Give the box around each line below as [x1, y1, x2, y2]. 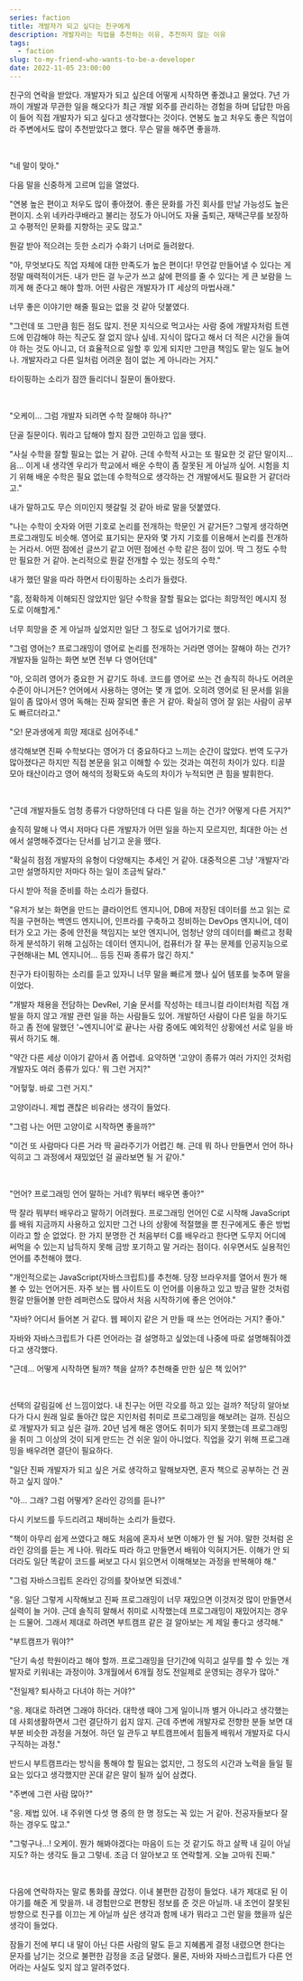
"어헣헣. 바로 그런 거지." [9, 1082, 93, 1093]
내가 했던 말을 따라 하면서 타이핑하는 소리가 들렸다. [9, 574, 188, 584]
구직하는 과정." [9, 1738, 61, 1749]
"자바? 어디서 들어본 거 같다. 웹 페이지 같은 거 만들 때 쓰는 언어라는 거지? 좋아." [9, 1313, 286, 1324]
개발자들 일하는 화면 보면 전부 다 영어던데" [9, 654, 158, 665]
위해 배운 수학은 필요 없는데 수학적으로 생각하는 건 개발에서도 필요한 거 [18, 471, 267, 481]
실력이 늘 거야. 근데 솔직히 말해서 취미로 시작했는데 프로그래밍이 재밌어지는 [9, 1605, 272, 1616]
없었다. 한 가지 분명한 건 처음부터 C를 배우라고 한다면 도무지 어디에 [52, 1229, 287, 1240]
